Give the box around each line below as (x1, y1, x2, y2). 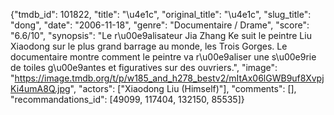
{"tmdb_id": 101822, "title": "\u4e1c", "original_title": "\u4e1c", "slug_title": (10, 9, 312, 20)
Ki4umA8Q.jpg (10, 83, 71, 94)
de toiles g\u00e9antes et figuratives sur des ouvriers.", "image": (10, 62, 278, 73)
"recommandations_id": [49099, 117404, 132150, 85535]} (10, 94, 245, 105)
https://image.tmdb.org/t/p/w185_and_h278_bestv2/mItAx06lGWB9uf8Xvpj (14, 72, 325, 84)
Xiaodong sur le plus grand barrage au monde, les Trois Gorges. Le (10, 40, 288, 52)
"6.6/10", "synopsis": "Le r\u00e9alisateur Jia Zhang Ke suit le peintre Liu (10, 30, 312, 41)
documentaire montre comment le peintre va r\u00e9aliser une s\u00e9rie (10, 51, 317, 63)
